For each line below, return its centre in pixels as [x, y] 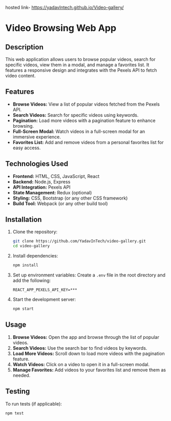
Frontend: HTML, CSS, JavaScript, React [56, 176]
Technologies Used [37, 164]
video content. [20, 76]
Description [24, 47]
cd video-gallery [31, 246]
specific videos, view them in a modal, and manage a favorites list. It [77, 65]
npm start [23, 309]
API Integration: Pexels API [41, 187]
